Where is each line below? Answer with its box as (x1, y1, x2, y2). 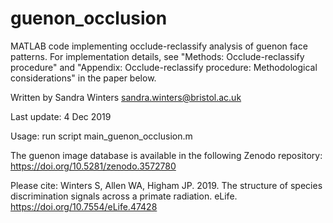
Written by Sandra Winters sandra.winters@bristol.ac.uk (10, 91, 242, 103)
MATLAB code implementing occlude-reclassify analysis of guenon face (10, 40, 308, 52)
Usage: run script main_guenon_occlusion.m (10, 130, 193, 142)
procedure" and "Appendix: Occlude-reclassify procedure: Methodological (10, 61, 318, 73)
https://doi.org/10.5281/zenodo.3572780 (10, 160, 177, 172)
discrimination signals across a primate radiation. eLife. (10, 190, 238, 202)
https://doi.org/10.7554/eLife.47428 (10, 200, 158, 212)
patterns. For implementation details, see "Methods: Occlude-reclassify (10, 50, 305, 62)
